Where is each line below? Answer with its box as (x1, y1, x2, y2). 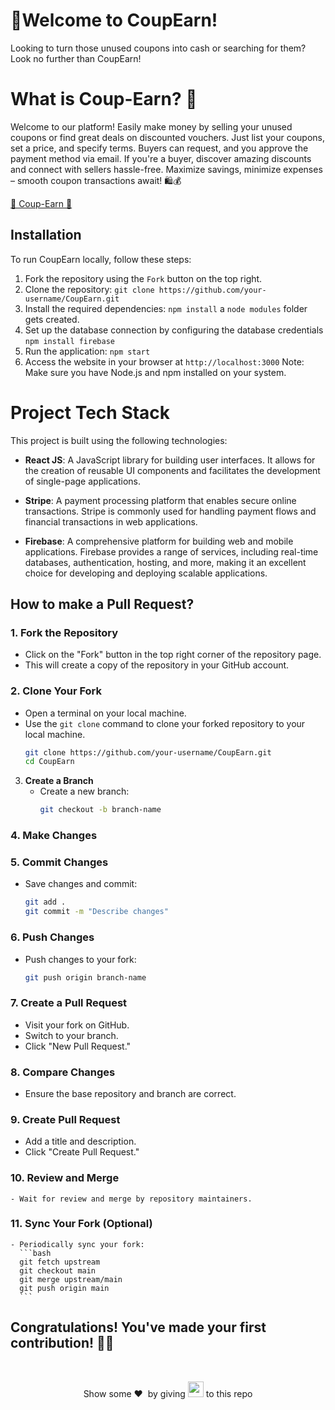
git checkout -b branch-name (39, 805, 162, 815)
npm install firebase (24, 336, 115, 346)
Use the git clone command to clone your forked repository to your (24, 717, 306, 729)
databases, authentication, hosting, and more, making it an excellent (24, 556, 307, 568)
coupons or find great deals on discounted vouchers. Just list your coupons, (10, 131, 325, 143)
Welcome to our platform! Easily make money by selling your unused (10, 120, 293, 133)
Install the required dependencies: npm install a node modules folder (24, 302, 308, 314)
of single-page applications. (24, 475, 142, 487)
